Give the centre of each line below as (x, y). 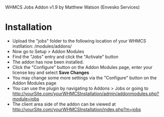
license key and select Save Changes (51, 72)
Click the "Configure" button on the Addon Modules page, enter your (82, 67)
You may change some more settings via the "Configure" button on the (84, 78)
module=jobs (26, 99)
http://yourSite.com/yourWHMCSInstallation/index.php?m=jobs (77, 109)
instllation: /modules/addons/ (42, 46)
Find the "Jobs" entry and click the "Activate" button (65, 57)
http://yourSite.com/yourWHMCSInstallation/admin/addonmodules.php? (86, 93)
